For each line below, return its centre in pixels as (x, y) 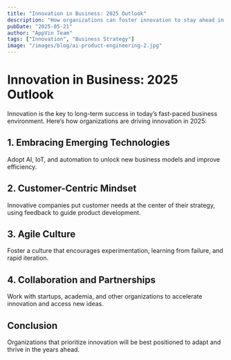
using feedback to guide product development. (74, 212)
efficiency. (22, 167)
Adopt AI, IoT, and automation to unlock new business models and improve (114, 159)
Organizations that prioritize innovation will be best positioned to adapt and (114, 342)
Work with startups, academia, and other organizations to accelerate (105, 296)
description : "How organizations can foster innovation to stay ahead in (116, 20)
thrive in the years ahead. (44, 349)
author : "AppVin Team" (40, 33)
